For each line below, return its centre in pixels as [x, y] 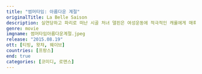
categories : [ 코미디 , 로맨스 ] [40, 61]
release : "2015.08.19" [35, 39]
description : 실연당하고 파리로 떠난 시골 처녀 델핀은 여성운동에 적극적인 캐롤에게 [96, 23]
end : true [19, 56]
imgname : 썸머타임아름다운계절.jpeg [46, 34]
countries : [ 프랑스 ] [30, 51]
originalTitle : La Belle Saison [47, 17]
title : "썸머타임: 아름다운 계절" [43, 12]
